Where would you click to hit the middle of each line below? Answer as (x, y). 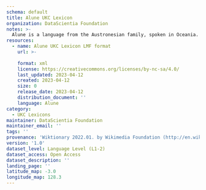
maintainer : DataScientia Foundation (55, 120)
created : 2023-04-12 (44, 80)
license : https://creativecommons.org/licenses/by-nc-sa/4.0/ (98, 69)
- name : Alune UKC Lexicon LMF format (62, 47)
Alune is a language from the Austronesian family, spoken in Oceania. (105, 35)
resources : (20, 40)
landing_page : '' (29, 166)
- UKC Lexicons (31, 115)
